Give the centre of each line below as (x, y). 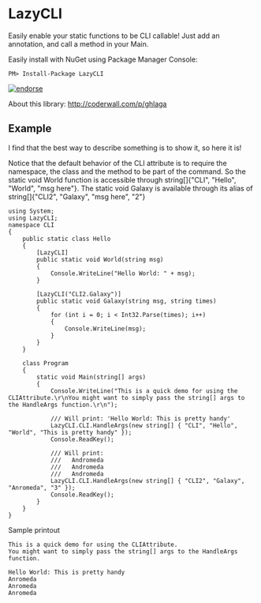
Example (30, 128)
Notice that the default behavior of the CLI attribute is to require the (117, 163)
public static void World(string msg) (100, 259)
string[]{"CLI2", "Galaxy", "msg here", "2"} (77, 196)
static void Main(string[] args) (91, 377)
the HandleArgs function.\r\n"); (63, 405)
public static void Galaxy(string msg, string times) (127, 301)
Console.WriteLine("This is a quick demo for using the (144, 391)
